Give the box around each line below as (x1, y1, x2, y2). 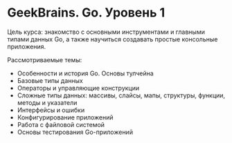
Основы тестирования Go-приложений (17, 128, 134, 136)
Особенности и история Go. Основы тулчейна (17, 69, 154, 77)
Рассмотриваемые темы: (7, 55, 82, 64)
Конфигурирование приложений (17, 113, 114, 122)
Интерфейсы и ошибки (17, 106, 85, 114)
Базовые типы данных (17, 76, 83, 84)
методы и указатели (17, 98, 78, 106)
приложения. (7, 42, 46, 50)
